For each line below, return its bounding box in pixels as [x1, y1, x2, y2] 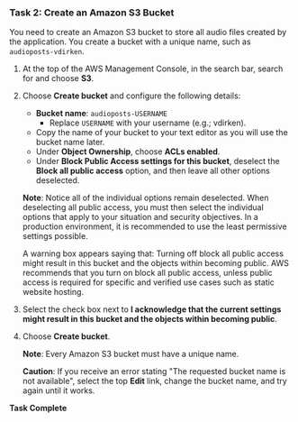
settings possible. [22, 231, 88, 242]
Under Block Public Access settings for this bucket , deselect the [35, 156, 281, 167]
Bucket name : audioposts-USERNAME [35, 108, 168, 119]
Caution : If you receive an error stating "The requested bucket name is [22, 366, 286, 377]
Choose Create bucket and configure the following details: [22, 90, 241, 101]
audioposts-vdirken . [9, 46, 85, 57]
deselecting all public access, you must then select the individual [22, 202, 264, 213]
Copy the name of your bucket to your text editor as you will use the [35, 127, 288, 138]
